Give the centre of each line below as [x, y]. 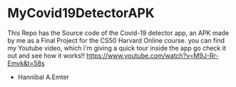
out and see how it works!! [46, 56]
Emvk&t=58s [26, 63]
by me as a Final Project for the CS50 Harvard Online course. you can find [116, 40]
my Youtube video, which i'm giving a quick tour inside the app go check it [117, 48]
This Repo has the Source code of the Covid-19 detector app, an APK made [118, 33]
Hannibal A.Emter [43, 77]
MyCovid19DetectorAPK [81, 13]
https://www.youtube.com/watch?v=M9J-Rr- [153, 56]
